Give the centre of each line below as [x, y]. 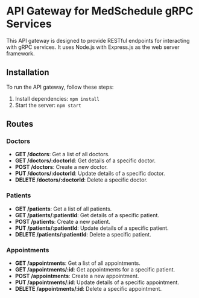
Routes [20, 124]
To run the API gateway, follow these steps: [60, 87]
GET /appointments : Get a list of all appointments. [77, 263]
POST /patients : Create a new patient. [62, 221]
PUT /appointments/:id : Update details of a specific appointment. [97, 282]
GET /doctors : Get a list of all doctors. [62, 154]
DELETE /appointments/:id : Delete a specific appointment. [88, 289]
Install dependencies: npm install [57, 98]
